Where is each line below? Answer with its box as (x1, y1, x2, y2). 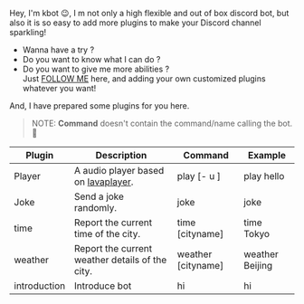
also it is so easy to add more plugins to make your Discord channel (9, 17, 261, 28)
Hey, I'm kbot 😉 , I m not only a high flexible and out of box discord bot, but (9, 8, 290, 18)
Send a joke (73, 190, 125, 203)
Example (247, 149, 287, 161)
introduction (14, 280, 66, 292)
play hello (243, 170, 285, 182)
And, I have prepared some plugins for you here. (9, 100, 190, 111)
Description (95, 149, 147, 161)
